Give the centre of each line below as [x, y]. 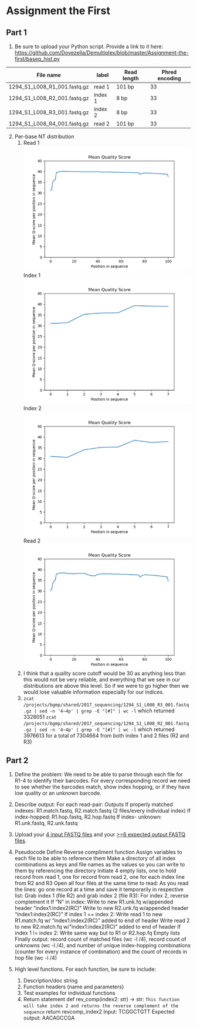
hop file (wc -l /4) [36, 958]
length [131, 78]
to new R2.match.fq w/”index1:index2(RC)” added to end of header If [98, 927]
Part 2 [17, 760]
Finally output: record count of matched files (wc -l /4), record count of [100, 939]
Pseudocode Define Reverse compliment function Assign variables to [98, 852]
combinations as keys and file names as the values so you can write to [100, 864]
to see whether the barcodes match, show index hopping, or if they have [102, 787]
